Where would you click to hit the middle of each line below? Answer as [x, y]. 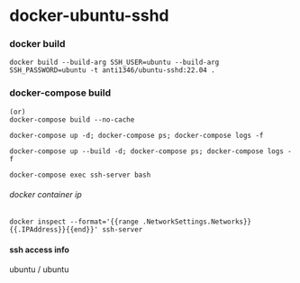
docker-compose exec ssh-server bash [80, 175]
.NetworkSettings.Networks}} [197, 222]
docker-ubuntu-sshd [89, 16]
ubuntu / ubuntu [39, 269]
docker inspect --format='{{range [74, 222]
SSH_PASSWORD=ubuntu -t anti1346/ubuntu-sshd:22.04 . [113, 70]
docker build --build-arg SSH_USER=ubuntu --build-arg [114, 63]
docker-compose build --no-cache [72, 119]
